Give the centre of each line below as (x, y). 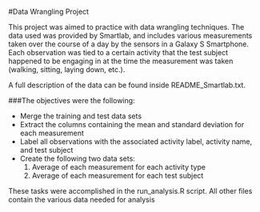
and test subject (46, 150)
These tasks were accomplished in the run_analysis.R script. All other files (130, 191)
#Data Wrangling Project (49, 12)
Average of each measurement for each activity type (119, 167)
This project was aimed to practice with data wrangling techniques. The (126, 27)
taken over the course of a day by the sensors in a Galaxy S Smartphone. (129, 44)
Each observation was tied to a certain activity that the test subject (118, 52)
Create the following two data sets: (78, 158)
